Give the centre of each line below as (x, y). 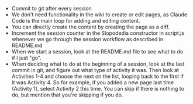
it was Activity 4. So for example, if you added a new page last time (93, 83)
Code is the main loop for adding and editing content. (76, 21)
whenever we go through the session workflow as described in (87, 39)
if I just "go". (27, 58)
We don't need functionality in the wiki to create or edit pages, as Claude (99, 15)
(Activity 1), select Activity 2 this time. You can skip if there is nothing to (98, 89)
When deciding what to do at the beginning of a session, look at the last (98, 64)
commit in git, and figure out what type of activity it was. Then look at (95, 70)
